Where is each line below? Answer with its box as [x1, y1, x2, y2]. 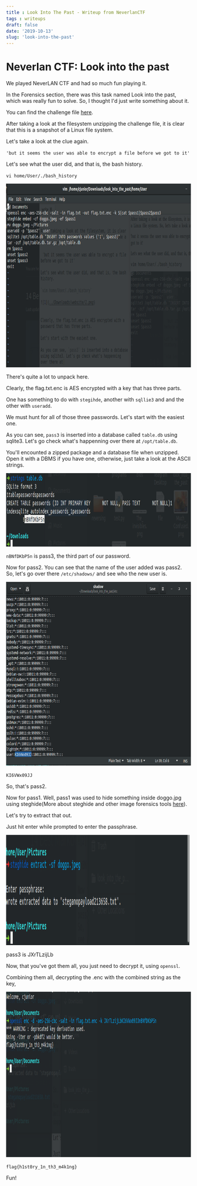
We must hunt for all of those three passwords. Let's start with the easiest [6, 414, 185, 421]
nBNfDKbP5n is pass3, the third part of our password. [6, 552, 131, 560]
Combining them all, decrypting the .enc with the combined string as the [6, 974, 181, 981]
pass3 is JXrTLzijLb [6, 951, 54, 958]
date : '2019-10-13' [6, 28, 54, 34]
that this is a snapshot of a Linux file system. [6, 126, 114, 133]
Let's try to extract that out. [6, 812, 72, 819]
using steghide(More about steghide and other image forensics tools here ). [6, 800, 188, 808]
